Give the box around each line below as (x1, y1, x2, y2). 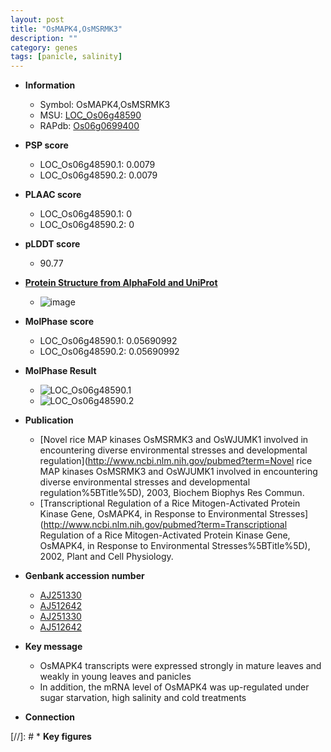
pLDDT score (24, 238, 81, 250)
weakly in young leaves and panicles (39, 671, 192, 683)
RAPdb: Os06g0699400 (39, 120, 140, 132)
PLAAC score (24, 189, 82, 201)
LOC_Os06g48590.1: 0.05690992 (39, 335, 178, 347)
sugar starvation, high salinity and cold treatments (39, 692, 247, 704)
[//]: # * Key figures (10, 731, 92, 743)
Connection (24, 711, 75, 723)
